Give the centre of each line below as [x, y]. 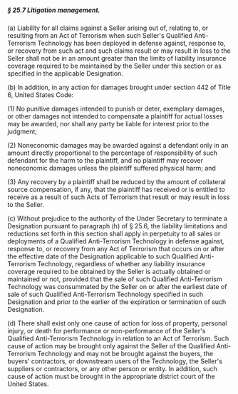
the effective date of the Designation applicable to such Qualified [103, 256]
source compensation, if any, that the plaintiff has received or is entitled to [117, 189]
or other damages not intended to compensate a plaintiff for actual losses [115, 116]
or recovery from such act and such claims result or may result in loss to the [119, 51]
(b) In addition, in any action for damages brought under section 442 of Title [119, 87]
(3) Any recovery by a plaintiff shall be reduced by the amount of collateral [117, 181]
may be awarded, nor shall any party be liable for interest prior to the [108, 123]
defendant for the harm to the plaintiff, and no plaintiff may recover [105, 160]
